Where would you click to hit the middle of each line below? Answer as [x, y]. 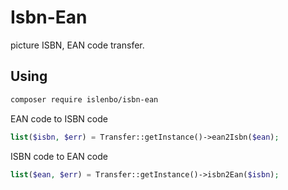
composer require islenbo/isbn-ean [84, 99]
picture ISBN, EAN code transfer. [77, 45]
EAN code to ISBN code [59, 118]
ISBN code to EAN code [59, 156]
